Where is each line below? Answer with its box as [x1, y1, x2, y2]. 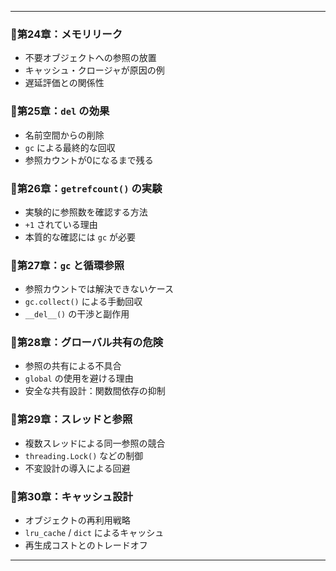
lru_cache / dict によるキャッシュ [24, 527, 165, 539]
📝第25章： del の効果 [10, 104, 110, 118]
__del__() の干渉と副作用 [24, 308, 130, 320]
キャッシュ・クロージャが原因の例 [24, 64, 165, 76]
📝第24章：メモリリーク [10, 27, 123, 41]
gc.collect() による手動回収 [24, 296, 143, 308]
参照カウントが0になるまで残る [24, 154, 154, 166]
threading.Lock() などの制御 [24, 449, 144, 461]
